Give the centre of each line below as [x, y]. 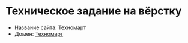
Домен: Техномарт [39, 33]
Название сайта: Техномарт [50, 27]
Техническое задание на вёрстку [94, 11]
